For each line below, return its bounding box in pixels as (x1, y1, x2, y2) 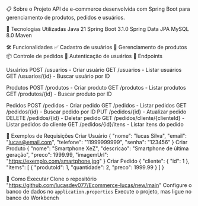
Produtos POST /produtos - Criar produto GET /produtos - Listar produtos (6, 84, 186, 91)
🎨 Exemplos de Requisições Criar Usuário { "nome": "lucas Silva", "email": (6, 132, 187, 139)
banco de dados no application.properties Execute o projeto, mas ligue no (6, 188, 191, 195)
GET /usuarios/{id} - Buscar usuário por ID (6, 72, 110, 80)
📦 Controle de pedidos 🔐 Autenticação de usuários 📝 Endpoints (6, 53, 163, 59)
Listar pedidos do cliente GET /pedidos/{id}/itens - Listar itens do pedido (6, 121, 184, 128)
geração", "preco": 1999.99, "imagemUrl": (6, 151, 108, 158)
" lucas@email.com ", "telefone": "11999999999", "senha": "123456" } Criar (6, 139, 188, 145)
